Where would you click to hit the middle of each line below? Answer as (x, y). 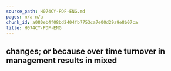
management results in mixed (62, 60)
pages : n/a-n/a (25, 17)
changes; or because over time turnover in (86, 51)
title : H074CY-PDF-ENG (34, 28)
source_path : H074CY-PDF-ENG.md (46, 11)
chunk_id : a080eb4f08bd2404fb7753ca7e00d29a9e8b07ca (72, 22)
